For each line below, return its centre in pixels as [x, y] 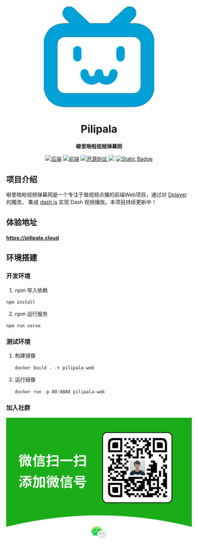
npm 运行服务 [31, 314]
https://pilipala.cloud [33, 237]
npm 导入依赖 [31, 290]
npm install [21, 302]
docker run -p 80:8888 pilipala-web [60, 392]
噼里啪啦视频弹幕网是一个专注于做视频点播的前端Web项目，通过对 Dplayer [97, 194]
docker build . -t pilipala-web [54, 368]
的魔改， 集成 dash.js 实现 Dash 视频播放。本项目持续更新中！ [82, 202]
